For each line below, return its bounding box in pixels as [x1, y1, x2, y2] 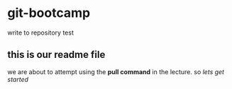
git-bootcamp [7, 5, 91, 21]
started [7, 75, 29, 83]
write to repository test [7, 28, 74, 37]
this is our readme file [7, 49, 106, 61]
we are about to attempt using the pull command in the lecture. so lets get [7, 67, 225, 76]
